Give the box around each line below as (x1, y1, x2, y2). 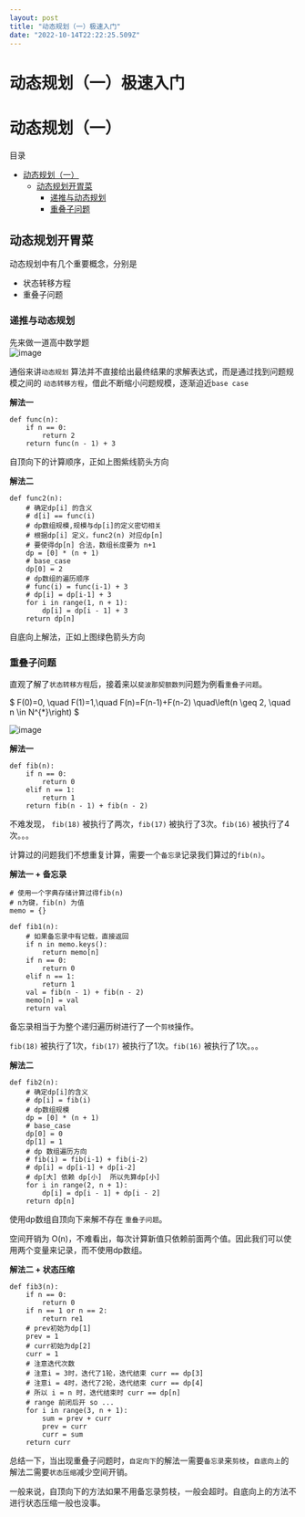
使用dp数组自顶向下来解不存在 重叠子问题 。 (9, 1213, 168, 1224)
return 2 (42, 431, 76, 440)
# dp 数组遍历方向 (25, 1146, 87, 1156)
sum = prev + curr (42, 1414, 112, 1423)
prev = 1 (25, 1332, 59, 1341)
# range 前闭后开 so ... (25, 1397, 115, 1407)
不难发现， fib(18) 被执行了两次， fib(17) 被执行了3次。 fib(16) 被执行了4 (9, 818, 290, 829)
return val (25, 1003, 67, 1013)
